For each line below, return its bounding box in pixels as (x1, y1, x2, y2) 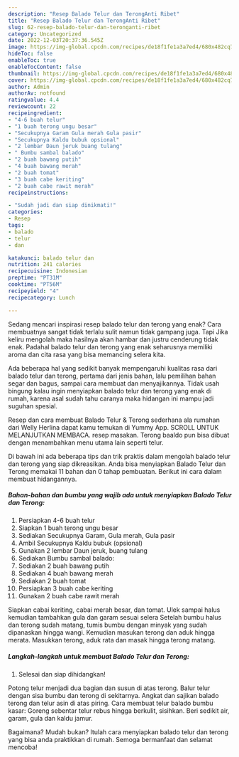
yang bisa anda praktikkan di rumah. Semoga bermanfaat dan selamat (8, 736, 213, 744)
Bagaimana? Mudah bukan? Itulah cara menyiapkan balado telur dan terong (8, 728, 229, 736)
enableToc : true (8, 57, 56, 64)
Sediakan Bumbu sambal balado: (18, 554, 115, 563)
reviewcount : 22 (8, 103, 56, 110)
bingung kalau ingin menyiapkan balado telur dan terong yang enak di (8, 386, 212, 395)
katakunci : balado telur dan (8, 254, 94, 262)
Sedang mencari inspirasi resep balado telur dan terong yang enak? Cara (8, 319, 222, 328)
